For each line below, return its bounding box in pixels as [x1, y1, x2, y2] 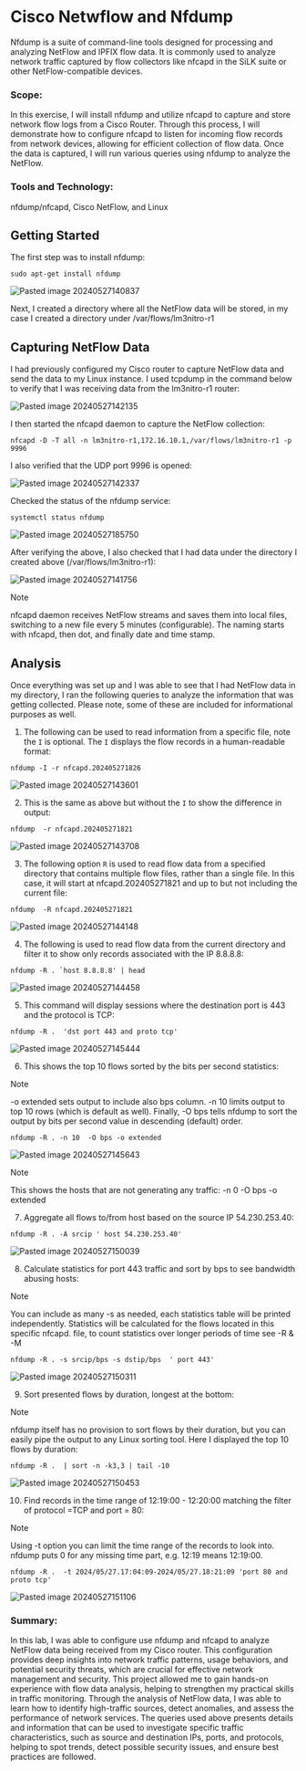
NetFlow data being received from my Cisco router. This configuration [10, 1645, 272, 1656]
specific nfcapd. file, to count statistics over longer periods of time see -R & [10, 1327, 294, 1338]
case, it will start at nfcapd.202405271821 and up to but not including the [23, 877, 299, 888]
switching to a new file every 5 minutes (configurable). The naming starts [10, 619, 285, 631]
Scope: [10, 89, 43, 101]
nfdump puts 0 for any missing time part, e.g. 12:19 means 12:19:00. [10, 1549, 263, 1560]
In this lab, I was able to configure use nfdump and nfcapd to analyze [10, 1635, 270, 1646]
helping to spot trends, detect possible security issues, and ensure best [10, 1742, 280, 1753]
